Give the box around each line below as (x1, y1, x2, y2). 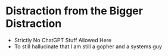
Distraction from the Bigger (5, 4, 144, 18)
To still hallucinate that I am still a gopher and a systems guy (14, 43, 162, 50)
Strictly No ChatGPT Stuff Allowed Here (14, 36, 112, 43)
